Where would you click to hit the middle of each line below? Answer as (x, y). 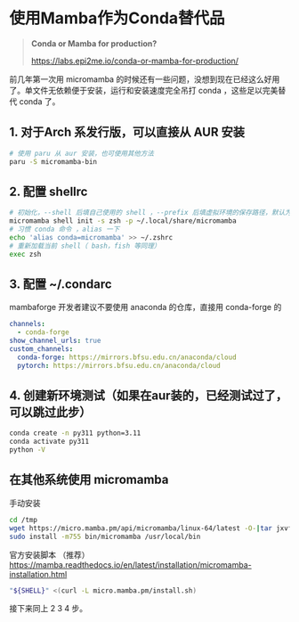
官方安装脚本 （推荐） (49, 554)
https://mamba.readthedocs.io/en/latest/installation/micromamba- (130, 565)
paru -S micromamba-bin (53, 161)
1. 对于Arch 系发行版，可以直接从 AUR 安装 (127, 132)
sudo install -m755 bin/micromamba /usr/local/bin (105, 536)
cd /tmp (24, 520)
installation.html (38, 574)
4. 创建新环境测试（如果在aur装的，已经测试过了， (148, 396)
